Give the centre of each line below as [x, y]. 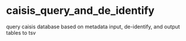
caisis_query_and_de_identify [80, 11]
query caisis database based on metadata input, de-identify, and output [93, 27]
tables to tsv [21, 32]
